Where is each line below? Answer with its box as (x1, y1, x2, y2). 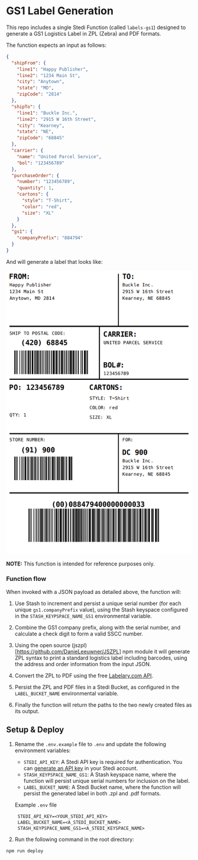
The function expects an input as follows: (6, 41, 106, 49)
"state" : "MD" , (17, 85, 54, 91)
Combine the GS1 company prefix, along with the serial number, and (14, 624, 181, 631)
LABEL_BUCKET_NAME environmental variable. (14, 689, 119, 697)
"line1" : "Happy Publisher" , (17, 66, 89, 72)
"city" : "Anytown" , (17, 79, 65, 85)
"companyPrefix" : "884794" (17, 235, 83, 241)
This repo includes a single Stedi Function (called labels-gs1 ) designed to (6, 24, 186, 31)
